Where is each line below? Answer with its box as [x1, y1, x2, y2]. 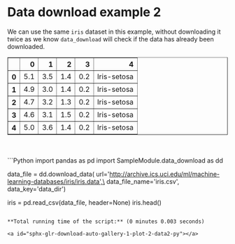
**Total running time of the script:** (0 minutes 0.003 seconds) [7, 218, 205, 225]
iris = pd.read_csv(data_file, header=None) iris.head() [7, 198, 162, 207]
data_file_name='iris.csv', [106, 177, 180, 186]
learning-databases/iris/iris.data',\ [7, 177, 105, 186]
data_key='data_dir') [7, 184, 66, 193]
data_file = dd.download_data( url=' [7, 170, 110, 178]
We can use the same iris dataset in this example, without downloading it [7, 27, 222, 36]
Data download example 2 [7, 4, 162, 20]
